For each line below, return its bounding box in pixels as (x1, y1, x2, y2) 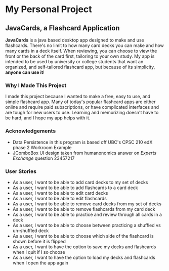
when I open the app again (12, 259, 68, 266)
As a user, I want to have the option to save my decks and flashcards (12, 244, 156, 250)
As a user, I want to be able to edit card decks (12, 190, 108, 196)
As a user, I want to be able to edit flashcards (12, 195, 107, 201)
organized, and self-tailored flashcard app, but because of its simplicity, (5, 64, 155, 70)
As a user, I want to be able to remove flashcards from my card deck (12, 206, 155, 212)
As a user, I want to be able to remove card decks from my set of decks (12, 201, 162, 207)
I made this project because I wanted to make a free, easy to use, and (5, 94, 151, 100)
